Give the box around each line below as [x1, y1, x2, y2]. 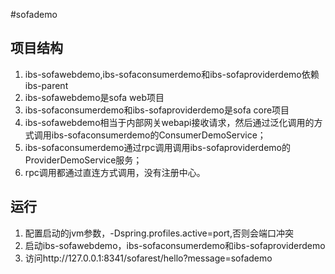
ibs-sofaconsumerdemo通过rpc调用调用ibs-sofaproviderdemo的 [24, 141, 292, 153]
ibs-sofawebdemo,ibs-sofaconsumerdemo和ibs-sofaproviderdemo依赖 [24, 68, 320, 80]
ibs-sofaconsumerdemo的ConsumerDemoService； [51, 129, 267, 141]
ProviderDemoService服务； [24, 154, 143, 166]
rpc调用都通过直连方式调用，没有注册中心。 [24, 166, 206, 178]
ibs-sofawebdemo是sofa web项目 [24, 91, 165, 103]
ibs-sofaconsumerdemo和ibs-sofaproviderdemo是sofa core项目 [24, 104, 290, 116]
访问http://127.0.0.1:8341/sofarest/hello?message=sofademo [24, 252, 273, 264]
